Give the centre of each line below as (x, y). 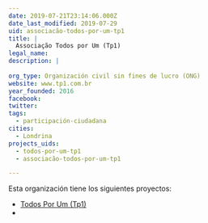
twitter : (23, 106)
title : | (23, 38)
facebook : (25, 99)
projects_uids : (34, 143)
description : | (34, 61)
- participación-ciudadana (61, 121)
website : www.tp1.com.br (50, 83)
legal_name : (28, 53)
